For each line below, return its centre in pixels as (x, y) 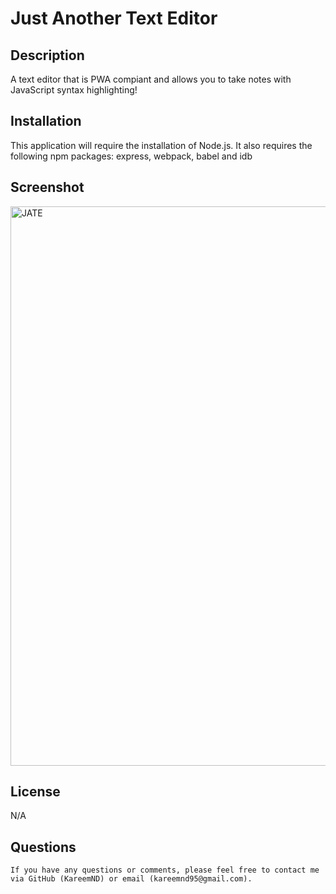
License (35, 792)
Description (47, 55)
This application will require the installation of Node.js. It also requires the (161, 145)
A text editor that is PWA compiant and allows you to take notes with (151, 79)
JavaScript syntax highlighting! (74, 90)
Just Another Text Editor (114, 18)
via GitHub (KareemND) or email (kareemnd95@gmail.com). (131, 879)
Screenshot (47, 187)
